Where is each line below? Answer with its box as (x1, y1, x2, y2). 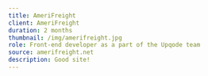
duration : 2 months (8, 26, 73, 34)
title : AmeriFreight (8, 11, 77, 20)
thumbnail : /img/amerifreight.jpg (8, 33, 123, 42)
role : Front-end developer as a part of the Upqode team (8, 41, 201, 49)
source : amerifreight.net (8, 48, 94, 56)
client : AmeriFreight (8, 19, 80, 27)
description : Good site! (8, 56, 91, 64)
